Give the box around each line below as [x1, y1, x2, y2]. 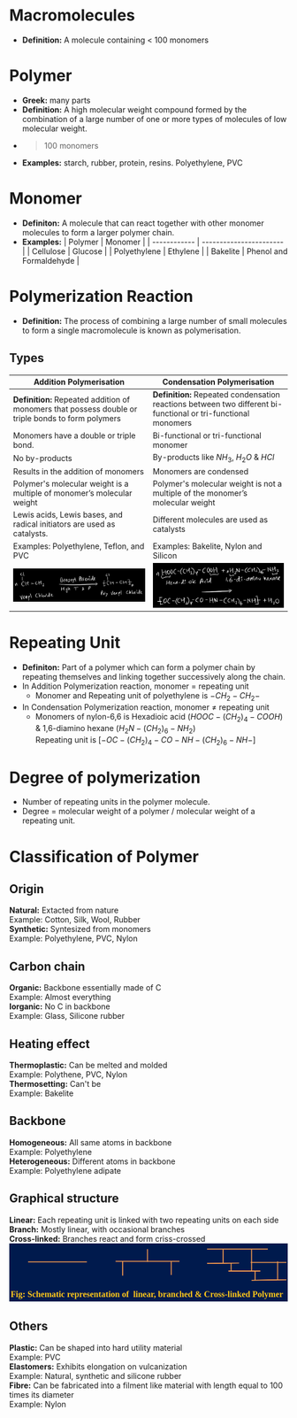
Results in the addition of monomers [12, 466, 144, 476]
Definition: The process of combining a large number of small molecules [21, 315, 287, 326]
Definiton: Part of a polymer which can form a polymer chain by [21, 662, 256, 673]
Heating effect [9, 1037, 90, 1052]
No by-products [12, 452, 72, 463]
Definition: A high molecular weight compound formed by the [21, 104, 247, 115]
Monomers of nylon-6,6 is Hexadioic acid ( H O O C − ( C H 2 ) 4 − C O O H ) [34, 711, 284, 724]
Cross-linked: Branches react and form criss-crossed [9, 1233, 206, 1244]
